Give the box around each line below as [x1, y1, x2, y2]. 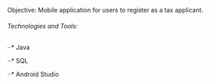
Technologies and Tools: [7, 22, 78, 30]
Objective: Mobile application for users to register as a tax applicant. [7, 6, 204, 14]
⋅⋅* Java [7, 43, 30, 51]
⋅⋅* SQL [7, 57, 29, 65]
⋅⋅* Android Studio [7, 70, 59, 78]
